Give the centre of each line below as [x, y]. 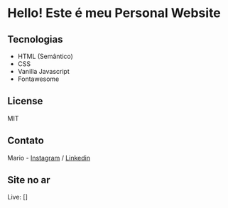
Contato [26, 141]
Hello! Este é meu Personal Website [114, 13]
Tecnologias [35, 39]
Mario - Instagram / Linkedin [49, 158]
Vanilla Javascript [43, 71]
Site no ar [29, 180]
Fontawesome [38, 79]
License [25, 101]
